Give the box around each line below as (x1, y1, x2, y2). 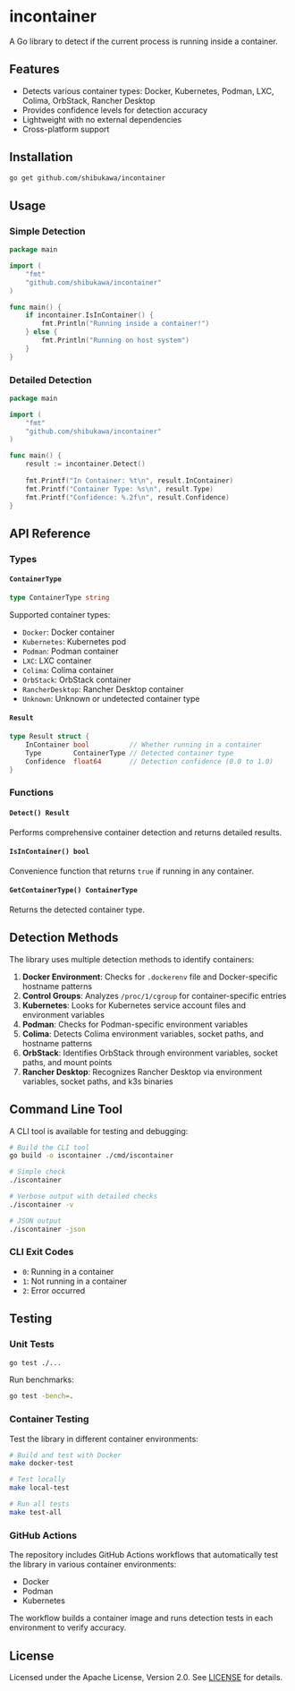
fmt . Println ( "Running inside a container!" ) (41, 320, 210, 329)
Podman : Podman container (21, 645, 119, 656)
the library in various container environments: (9, 1559, 177, 1570)
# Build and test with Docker (9, 1450, 122, 1460)
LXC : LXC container (21, 655, 92, 666)
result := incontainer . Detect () (25, 459, 146, 469)
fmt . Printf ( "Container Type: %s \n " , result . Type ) (25, 484, 215, 493)
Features (9, 62, 60, 77)
